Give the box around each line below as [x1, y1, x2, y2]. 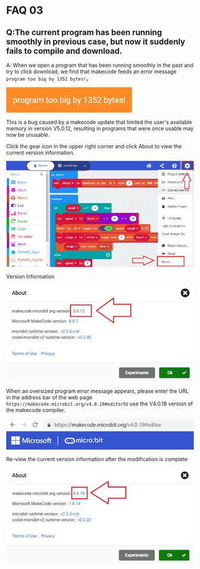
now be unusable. [6, 132, 50, 138]
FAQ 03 [6, 4, 43, 17]
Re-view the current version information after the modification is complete [6, 456, 188, 463]
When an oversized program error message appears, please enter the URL [6, 387, 189, 395]
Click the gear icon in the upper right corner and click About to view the [6, 143, 182, 149]
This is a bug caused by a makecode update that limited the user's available [6, 118, 192, 126]
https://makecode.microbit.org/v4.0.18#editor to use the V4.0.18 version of [6, 400, 193, 408]
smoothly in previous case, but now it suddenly [6, 36, 186, 46]
